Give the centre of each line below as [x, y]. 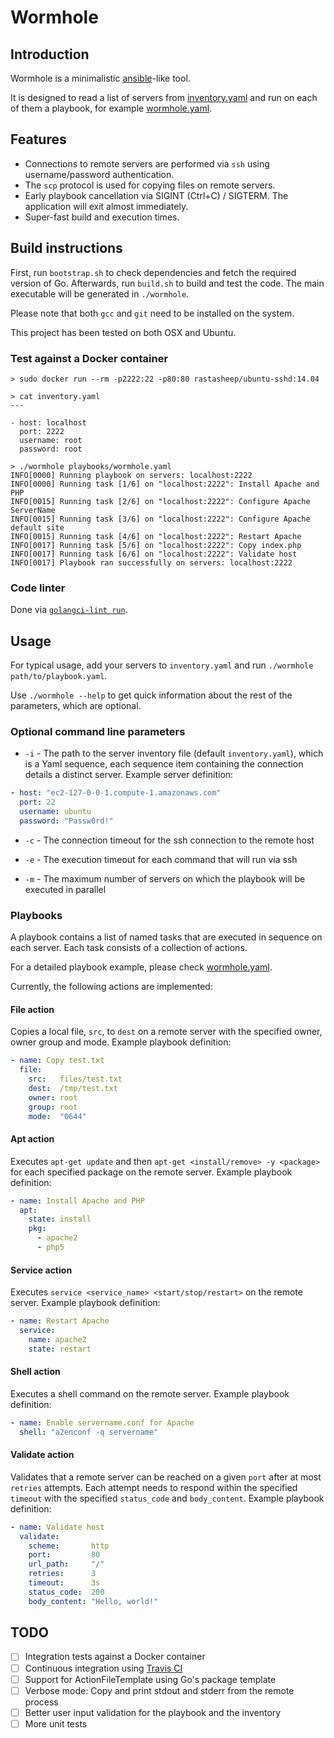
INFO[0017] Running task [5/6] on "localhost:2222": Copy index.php [156, 545]
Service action [41, 1270]
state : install [60, 1219]
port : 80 [64, 1555]
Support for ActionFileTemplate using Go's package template [150, 1679]
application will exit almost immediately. [106, 206]
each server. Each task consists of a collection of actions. [129, 948]
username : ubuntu [55, 812]
